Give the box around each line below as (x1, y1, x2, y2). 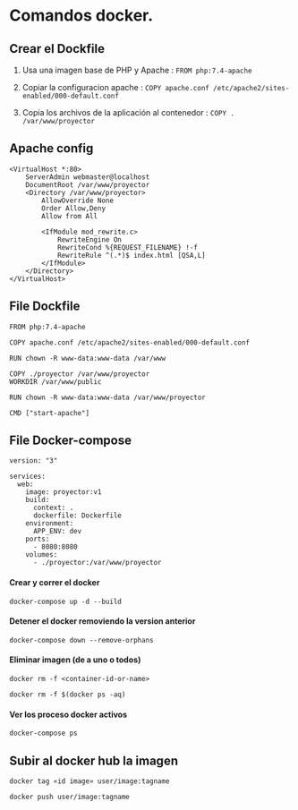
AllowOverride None (41, 196, 115, 205)
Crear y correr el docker (9, 577, 100, 588)
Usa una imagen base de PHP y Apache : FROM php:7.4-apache (21, 64, 252, 75)
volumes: (25, 550, 58, 559)
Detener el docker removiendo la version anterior (9, 616, 196, 627)
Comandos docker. (9, 5, 154, 26)
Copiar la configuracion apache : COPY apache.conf (21, 82, 210, 92)
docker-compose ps (9, 729, 78, 738)
